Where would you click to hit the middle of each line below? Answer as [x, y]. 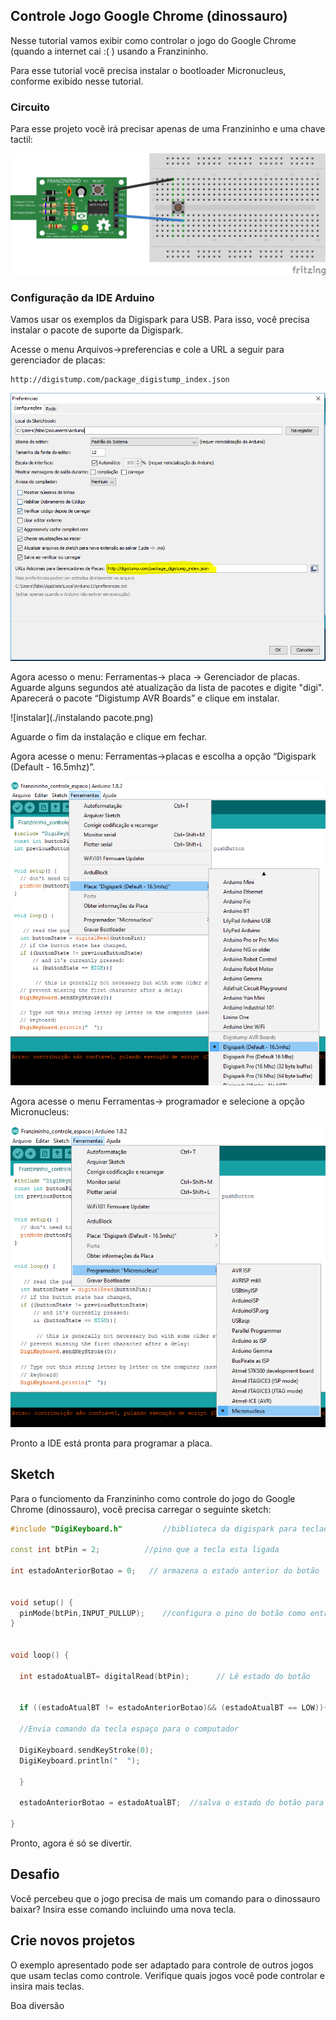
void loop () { [40, 1655]
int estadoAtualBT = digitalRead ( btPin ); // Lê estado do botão [165, 1676]
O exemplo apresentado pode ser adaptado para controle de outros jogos [162, 1965]
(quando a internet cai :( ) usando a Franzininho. [109, 51]
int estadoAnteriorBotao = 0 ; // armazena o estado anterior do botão [165, 1571]
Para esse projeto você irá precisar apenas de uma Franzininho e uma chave [168, 129]
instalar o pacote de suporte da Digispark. [97, 330]
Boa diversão [37, 2005]
